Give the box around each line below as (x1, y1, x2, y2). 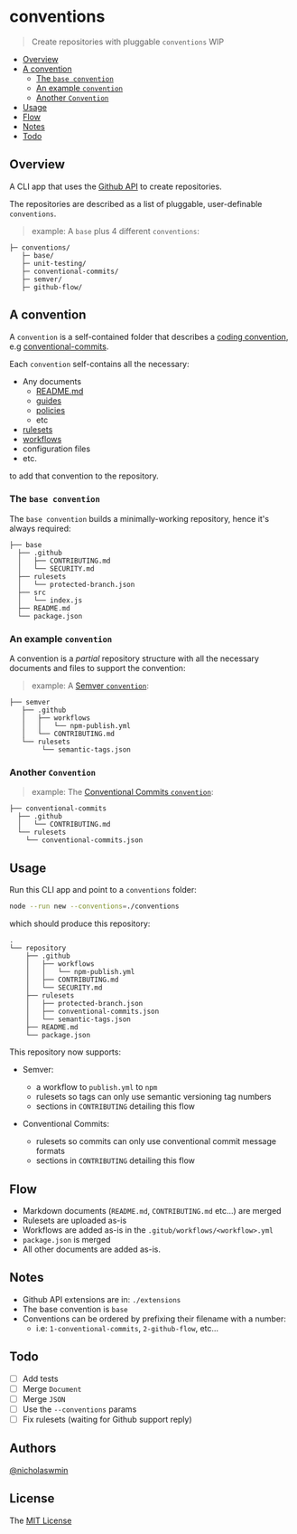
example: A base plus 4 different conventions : (31, 225, 200, 236)
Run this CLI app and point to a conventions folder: (9, 885, 197, 895)
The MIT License (9, 1515, 72, 1526)
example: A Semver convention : (31, 680, 149, 691)
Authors (9, 1441, 57, 1456)
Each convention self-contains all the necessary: (9, 358, 190, 369)
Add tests (22, 1373, 59, 1384)
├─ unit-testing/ (21, 259, 88, 268)
